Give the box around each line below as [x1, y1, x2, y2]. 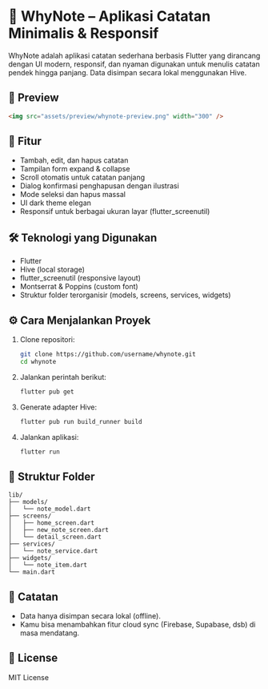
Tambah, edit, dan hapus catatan [19, 155, 129, 165]
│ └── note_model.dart [8, 505, 91, 514]
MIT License [8, 672, 50, 682]
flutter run [19, 448, 60, 456]
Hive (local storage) [19, 264, 86, 275]
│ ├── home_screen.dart [8, 519, 94, 527]
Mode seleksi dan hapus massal [19, 190, 126, 199]
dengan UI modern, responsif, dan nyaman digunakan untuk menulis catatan [8, 59, 260, 69]
